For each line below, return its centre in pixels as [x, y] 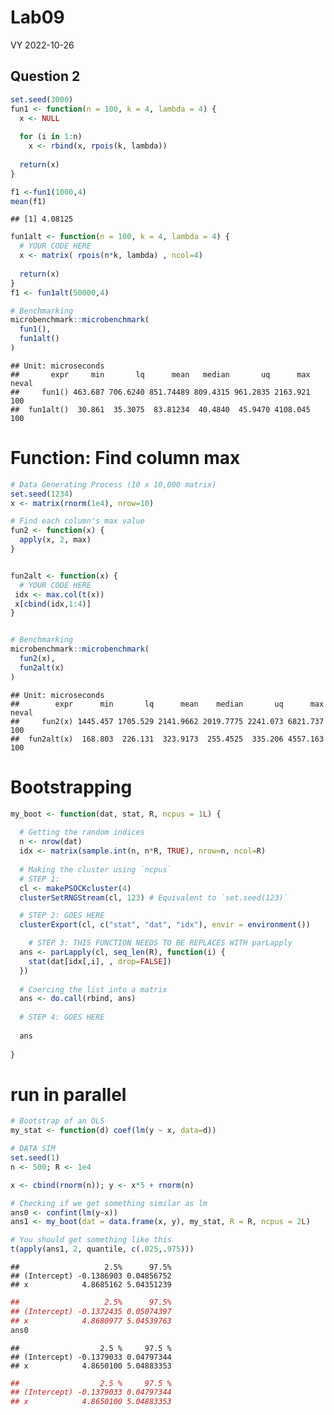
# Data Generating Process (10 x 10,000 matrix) [113, 484]
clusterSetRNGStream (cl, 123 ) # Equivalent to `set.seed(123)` [153, 897]
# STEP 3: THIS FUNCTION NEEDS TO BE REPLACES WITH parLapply [160, 943]
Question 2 [45, 76]
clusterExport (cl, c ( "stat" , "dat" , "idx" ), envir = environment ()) [165, 925]
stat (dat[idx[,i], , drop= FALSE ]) [100, 961]
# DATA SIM [33, 1149]
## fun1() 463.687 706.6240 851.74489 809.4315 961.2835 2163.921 [160, 392]
